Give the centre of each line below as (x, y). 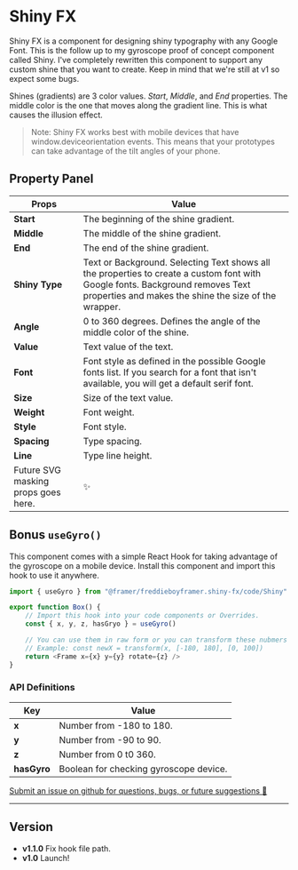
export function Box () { (55, 607)
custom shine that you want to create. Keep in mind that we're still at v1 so (145, 69)
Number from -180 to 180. (116, 725)
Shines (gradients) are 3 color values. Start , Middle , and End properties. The (149, 96)
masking (31, 481)
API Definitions (42, 688)
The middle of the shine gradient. (152, 233)
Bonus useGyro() (55, 535)
